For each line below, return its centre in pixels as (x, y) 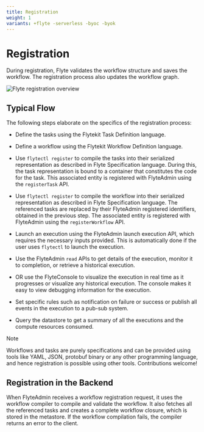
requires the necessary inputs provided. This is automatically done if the (106, 240)
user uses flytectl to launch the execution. (70, 247)
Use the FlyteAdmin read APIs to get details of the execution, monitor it (104, 259)
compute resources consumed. (54, 327)
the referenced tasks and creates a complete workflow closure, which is (97, 410)
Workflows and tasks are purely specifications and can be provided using (98, 350)
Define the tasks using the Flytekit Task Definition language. (90, 134)
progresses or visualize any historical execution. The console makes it (103, 284)
